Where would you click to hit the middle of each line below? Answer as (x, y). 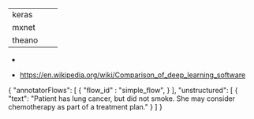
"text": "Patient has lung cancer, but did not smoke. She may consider (121, 99)
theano (25, 40)
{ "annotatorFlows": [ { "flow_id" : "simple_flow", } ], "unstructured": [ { (123, 90)
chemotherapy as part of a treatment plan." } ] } (86, 107)
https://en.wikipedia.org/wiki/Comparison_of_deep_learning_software (133, 75)
